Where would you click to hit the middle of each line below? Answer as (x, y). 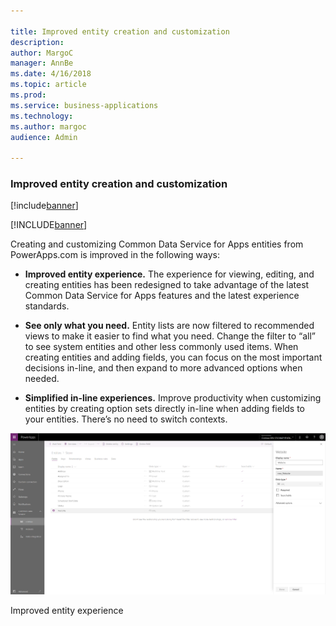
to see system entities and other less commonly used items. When (161, 347)
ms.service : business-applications (84, 105)
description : (37, 42)
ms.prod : (28, 95)
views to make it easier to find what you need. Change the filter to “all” (170, 336)
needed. (42, 379)
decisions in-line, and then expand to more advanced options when (163, 368)
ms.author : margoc (48, 126)
